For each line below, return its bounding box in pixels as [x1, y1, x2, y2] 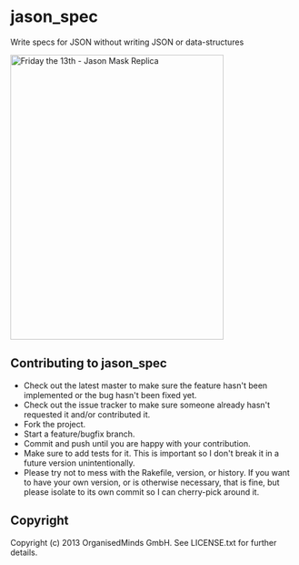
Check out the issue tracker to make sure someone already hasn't [23, 399, 271, 410]
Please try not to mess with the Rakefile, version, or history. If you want [23, 467, 290, 478]
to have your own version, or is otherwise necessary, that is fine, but [23, 477, 280, 488]
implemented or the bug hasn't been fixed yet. [23, 389, 197, 400]
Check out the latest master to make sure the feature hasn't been [23, 380, 268, 391]
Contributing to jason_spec [10, 355, 167, 371]
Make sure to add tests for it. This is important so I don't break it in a [23, 447, 280, 458]
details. [10, 547, 38, 558]
